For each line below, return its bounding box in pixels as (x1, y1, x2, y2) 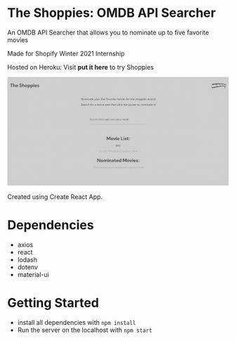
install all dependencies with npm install (17, 319, 136, 327)
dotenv (17, 263, 39, 271)
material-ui (17, 271, 49, 279)
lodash (17, 255, 37, 264)
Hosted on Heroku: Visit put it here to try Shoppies (7, 63, 155, 71)
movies (7, 35, 29, 44)
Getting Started (7, 295, 100, 311)
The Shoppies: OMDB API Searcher (7, 5, 216, 21)
